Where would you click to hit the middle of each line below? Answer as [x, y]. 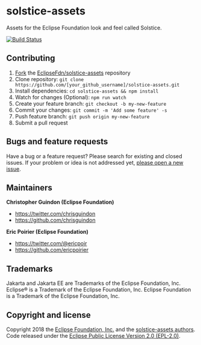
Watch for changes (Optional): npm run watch [70, 97]
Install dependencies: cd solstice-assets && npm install [87, 91]
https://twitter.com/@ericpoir [51, 243]
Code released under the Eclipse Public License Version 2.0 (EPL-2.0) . [93, 336]
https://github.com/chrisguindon [55, 220]
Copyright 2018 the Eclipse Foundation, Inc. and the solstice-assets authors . [101, 329]
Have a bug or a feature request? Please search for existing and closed [94, 156]
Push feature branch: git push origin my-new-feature [82, 116]
